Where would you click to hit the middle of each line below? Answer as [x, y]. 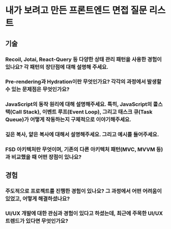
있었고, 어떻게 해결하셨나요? [38, 198]
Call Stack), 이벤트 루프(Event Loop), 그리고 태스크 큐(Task [82, 112]
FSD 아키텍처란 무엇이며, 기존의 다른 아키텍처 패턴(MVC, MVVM [80, 150]
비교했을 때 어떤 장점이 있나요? [46, 157]
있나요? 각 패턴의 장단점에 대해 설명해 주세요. [57, 67]
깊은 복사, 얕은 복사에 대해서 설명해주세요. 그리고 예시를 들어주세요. [82, 134]
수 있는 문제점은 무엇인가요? [37, 90]
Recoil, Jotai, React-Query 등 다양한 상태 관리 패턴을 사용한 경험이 [83, 59]
